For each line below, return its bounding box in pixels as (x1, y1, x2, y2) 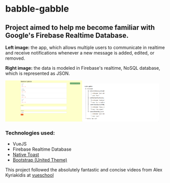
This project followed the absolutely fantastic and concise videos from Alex (5, 167, 162, 173)
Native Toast (12, 152, 40, 158)
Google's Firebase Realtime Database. (5, 31, 129, 39)
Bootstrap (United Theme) (12, 157, 67, 163)
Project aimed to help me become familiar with (5, 23, 155, 32)
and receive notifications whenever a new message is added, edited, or (5, 50, 155, 56)
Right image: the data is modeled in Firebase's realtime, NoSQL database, (5, 65, 161, 71)
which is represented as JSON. (5, 70, 70, 76)
